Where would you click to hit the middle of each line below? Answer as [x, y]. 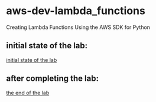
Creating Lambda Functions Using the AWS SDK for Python [78, 27]
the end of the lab [28, 93]
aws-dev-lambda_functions [76, 11]
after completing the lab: [53, 79]
